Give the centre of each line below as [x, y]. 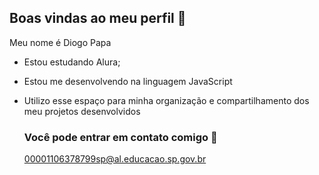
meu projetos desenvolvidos [82, 111]
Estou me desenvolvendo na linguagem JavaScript [128, 81]
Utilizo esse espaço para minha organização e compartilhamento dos [166, 100]
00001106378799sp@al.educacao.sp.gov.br [115, 159]
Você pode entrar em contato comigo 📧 [120, 137]
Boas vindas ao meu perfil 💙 [98, 18]
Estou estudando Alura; [72, 62]
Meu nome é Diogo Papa [60, 42]
